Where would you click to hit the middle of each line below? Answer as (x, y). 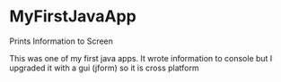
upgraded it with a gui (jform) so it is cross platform (104, 68)
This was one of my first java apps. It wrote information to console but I (141, 58)
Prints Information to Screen (61, 41)
